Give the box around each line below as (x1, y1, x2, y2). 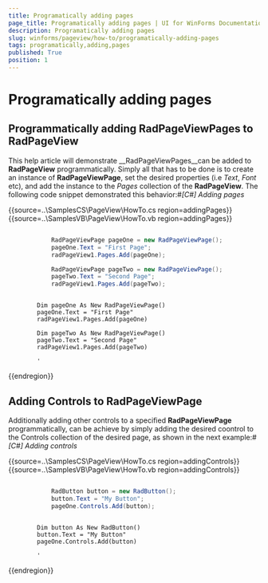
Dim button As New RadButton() (37, 523, 141, 531)
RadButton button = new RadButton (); (50, 487, 177, 495)
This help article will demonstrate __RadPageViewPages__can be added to (8, 156, 252, 165)
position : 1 (8, 57, 48, 65)
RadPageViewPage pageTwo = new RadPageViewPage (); (50, 265, 223, 274)
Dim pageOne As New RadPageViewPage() (37, 301, 166, 309)
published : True (8, 49, 62, 57)
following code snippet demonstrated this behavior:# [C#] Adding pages (8, 189, 245, 199)
